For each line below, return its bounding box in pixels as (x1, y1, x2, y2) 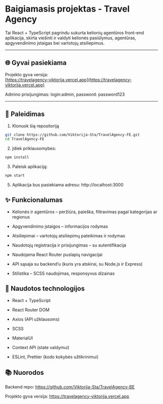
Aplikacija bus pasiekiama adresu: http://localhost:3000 (12, 182, 124, 188)
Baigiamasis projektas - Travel (5, 3, 130, 15)
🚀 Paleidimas (5, 110, 45, 118)
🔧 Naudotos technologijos (5, 285, 85, 293)
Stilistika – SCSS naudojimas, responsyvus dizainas (12, 270, 115, 276)
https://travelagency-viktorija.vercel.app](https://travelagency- (6, 77, 132, 83)
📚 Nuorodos (5, 369, 44, 377)
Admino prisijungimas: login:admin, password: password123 (5, 91, 125, 97)
